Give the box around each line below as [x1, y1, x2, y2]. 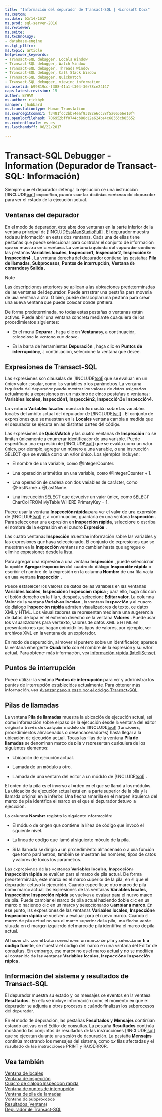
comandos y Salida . [5, 266, 46, 271]
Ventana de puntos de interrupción [5, 1086, 74, 1092]
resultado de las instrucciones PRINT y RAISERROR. [5, 1044, 108, 1049]
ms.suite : [5, 30, 25, 35]
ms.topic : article [5, 48, 42, 53]
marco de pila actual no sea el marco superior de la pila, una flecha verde [5, 918, 151, 923]
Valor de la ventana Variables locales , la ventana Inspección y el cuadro [5, 599, 152, 604]
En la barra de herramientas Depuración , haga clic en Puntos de [12, 343, 143, 349]
